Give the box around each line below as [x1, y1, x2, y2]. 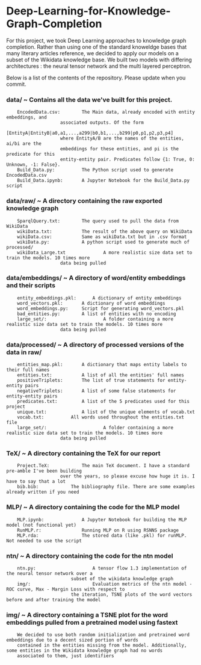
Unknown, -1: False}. [6, 162, 61, 168]
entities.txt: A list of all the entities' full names [17, 372, 185, 378]
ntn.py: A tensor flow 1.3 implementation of [17, 565, 187, 572]
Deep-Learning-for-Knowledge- [6, 4, 171, 18]
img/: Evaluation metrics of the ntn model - [17, 581, 193, 587]
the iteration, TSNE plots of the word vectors [70, 592, 193, 598]
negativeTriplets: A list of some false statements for [17, 388, 176, 394]
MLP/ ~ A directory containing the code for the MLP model [6, 503, 180, 512]
